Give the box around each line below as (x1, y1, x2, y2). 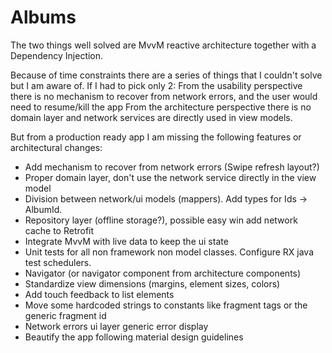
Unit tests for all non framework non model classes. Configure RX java (24, 246, 315, 258)
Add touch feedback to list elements (24, 288, 175, 300)
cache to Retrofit (24, 224, 95, 236)
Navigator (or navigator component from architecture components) (24, 267, 302, 279)
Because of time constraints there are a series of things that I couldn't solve (10, 69, 323, 81)
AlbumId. (24, 203, 63, 215)
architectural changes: (10, 141, 103, 153)
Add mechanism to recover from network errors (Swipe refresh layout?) (24, 161, 320, 173)
